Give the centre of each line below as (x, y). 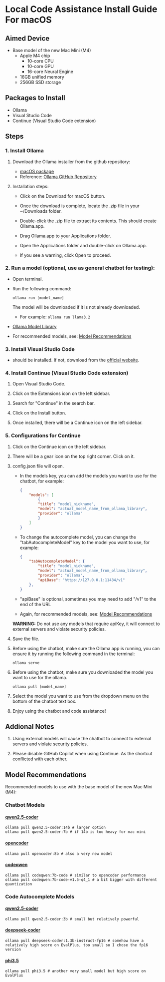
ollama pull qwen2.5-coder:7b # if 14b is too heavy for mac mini (76, 832)
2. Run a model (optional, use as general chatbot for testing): (80, 268)
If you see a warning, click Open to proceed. (65, 255)
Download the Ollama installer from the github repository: (71, 162)
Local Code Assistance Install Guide (81, 9)
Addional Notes (30, 726)
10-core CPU (40, 61)
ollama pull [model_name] (39, 687)
